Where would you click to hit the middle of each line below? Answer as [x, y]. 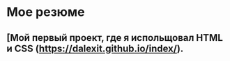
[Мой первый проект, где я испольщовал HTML [115, 38]
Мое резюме [46, 12]
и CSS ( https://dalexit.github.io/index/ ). [95, 48]
